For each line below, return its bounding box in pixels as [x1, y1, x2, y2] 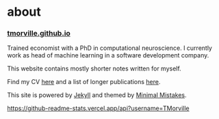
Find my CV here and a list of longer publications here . [7, 78, 161, 86]
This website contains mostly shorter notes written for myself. [7, 64, 181, 72]
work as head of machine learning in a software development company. [7, 51, 209, 59]
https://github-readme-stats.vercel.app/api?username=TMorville [7, 104, 190, 113]
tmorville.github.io [7, 29, 70, 38]
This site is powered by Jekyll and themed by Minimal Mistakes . [7, 91, 187, 99]
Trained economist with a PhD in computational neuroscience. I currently [7, 44, 212, 52]
